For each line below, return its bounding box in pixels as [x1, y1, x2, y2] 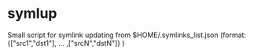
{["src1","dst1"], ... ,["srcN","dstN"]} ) [7, 38, 125, 47]
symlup [7, 5, 57, 22]
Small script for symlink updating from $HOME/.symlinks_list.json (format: [7, 30, 247, 40]
